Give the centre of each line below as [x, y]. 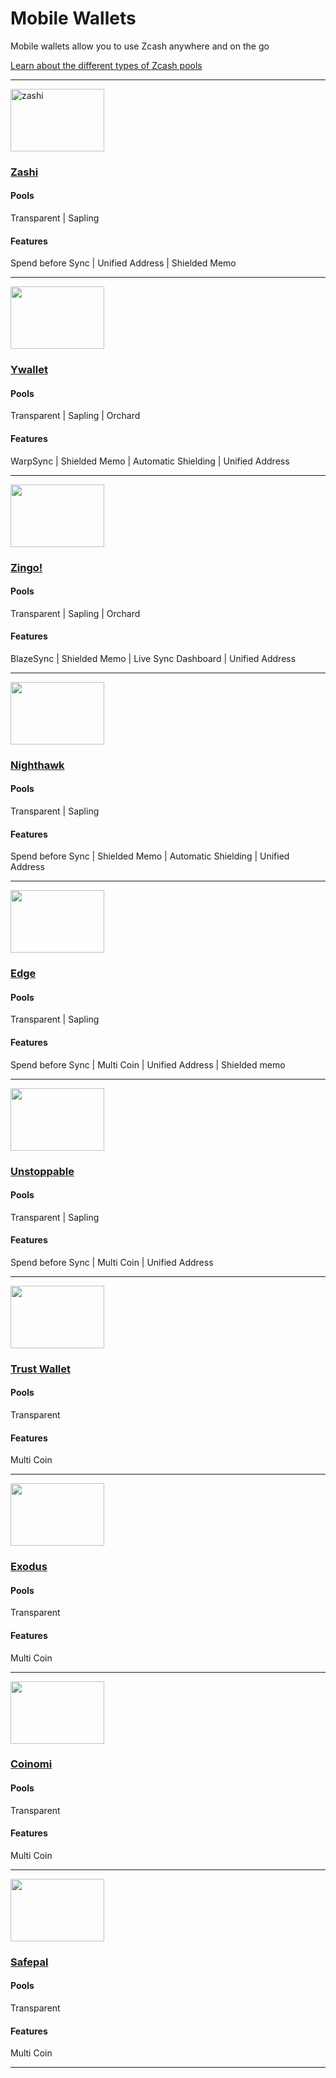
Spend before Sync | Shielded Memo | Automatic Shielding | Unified [150, 856]
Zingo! [26, 567]
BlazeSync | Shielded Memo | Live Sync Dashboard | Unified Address [153, 658]
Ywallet [29, 370]
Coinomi [31, 1764]
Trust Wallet [40, 1369]
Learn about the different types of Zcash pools [106, 65]
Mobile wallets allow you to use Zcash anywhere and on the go [140, 46]
